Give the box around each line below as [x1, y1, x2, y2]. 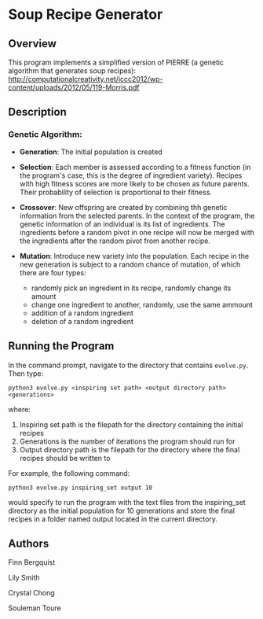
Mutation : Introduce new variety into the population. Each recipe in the [19, 251, 250, 260]
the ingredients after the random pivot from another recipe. [19, 236, 210, 245]
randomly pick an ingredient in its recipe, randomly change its [31, 283, 232, 293]
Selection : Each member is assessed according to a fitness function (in [19, 162, 251, 171]
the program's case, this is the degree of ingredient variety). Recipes [19, 171, 243, 180]
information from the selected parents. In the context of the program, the [19, 211, 255, 220]
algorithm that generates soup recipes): [8, 66, 136, 76]
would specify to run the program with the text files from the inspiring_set [8, 497, 246, 507]
